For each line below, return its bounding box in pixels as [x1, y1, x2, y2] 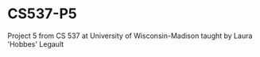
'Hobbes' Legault [7, 39, 64, 48]
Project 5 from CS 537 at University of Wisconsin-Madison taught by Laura [7, 31, 253, 40]
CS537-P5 [7, 5, 77, 23]
